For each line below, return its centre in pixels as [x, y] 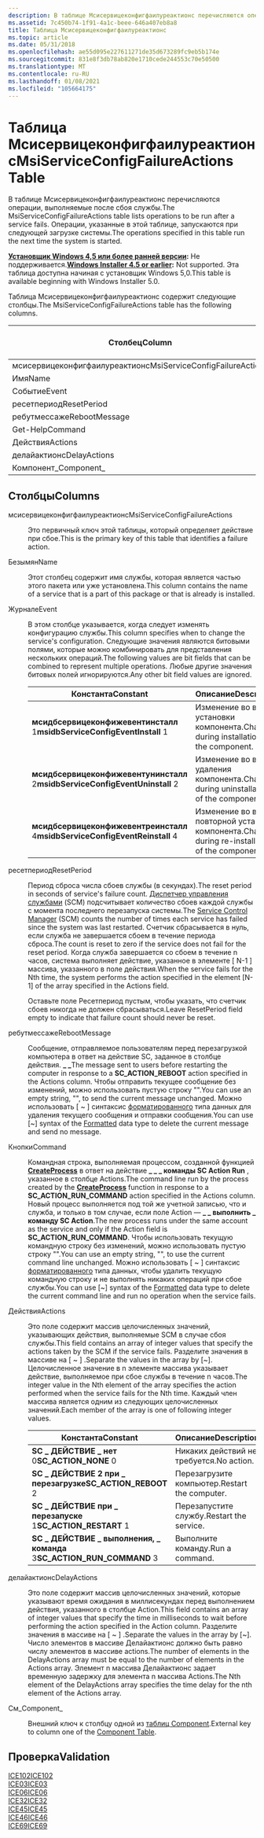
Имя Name [31, 378]
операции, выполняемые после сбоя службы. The [92, 208]
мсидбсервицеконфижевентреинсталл [110, 827]
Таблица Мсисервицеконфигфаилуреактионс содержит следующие [122, 297]
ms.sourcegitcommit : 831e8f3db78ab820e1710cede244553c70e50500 [114, 60]
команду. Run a [203, 1549]
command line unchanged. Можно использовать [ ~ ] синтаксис [134, 1262]
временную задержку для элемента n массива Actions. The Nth [134, 1677]
